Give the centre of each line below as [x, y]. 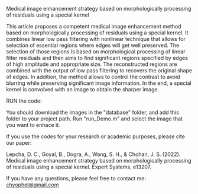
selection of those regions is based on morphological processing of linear [96, 52]
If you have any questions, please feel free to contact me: [76, 178]
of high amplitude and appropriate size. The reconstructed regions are [92, 64]
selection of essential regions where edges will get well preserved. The [93, 45]
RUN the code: [24, 101]
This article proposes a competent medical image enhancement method [94, 26]
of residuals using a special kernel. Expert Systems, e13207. [79, 167]
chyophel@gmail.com [33, 185]
